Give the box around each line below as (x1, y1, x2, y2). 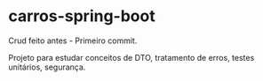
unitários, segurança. (8, 62, 86, 72)
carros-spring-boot (8, 6, 156, 26)
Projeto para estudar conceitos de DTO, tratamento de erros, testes (8, 52, 255, 63)
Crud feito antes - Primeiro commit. (8, 35, 138, 46)
